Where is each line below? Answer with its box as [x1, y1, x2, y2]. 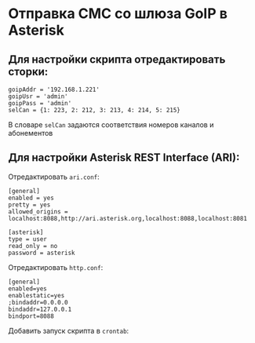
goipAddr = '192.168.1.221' [8, 86, 100, 93]
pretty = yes [8, 201, 51, 209]
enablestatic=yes [8, 291, 65, 299]
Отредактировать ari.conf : [8, 172, 100, 181]
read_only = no [8, 242, 58, 250]
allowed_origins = [8, 207, 68, 216]
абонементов [8, 129, 53, 137]
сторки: [8, 64, 49, 78]
